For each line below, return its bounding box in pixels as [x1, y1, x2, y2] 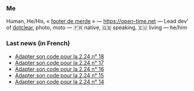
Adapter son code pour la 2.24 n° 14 [14, 78, 104, 85]
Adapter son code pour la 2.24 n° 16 [14, 65, 104, 73]
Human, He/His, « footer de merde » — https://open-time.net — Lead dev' [6, 18, 189, 25]
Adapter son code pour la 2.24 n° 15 [14, 71, 104, 79]
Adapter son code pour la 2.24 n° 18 [14, 52, 104, 60]
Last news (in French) [6, 39, 70, 48]
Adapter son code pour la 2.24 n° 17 [14, 59, 104, 66]
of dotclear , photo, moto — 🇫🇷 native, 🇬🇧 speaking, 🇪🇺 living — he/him [6, 24, 187, 31]
